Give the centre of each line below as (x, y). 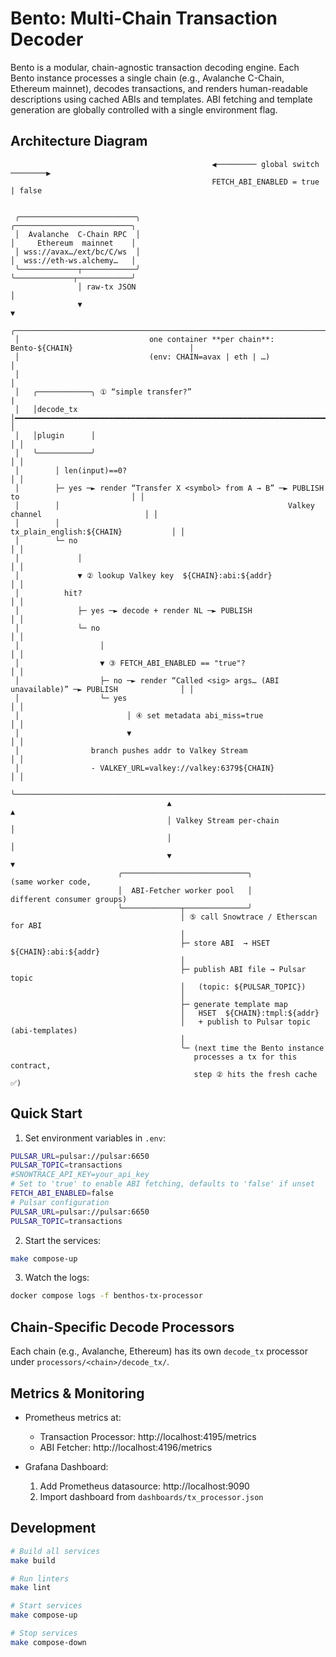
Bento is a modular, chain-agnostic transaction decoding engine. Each (155, 67)
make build (33, 1560)
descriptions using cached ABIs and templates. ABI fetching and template (161, 99)
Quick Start (46, 1113)
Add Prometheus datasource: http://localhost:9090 (144, 1486)
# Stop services (44, 1633)
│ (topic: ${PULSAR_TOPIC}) (243, 987)
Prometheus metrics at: (73, 1417)
